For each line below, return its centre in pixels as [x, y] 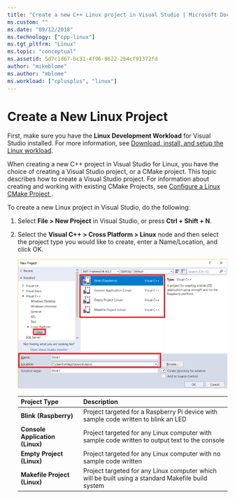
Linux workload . [30, 151]
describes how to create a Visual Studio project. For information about [108, 179]
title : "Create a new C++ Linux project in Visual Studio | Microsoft [112, 15]
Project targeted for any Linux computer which [150, 471]
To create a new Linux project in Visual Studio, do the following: [99, 208]
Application [38, 436]
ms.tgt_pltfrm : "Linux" [42, 44]
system [94, 486]
